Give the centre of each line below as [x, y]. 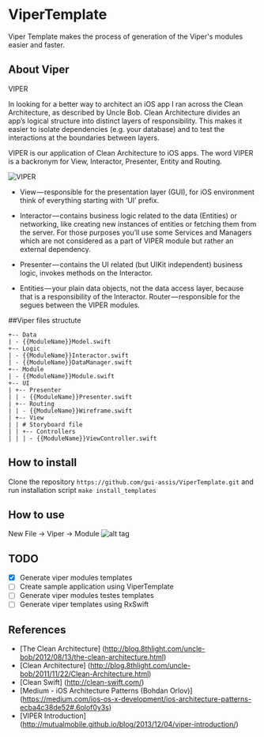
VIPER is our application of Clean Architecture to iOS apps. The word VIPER [131, 152]
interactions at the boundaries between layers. [84, 137]
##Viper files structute [45, 320]
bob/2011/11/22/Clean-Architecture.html [84, 674]
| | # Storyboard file [45, 424]
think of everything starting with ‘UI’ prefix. [89, 200]
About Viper [39, 70]
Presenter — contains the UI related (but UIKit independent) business [131, 264]
